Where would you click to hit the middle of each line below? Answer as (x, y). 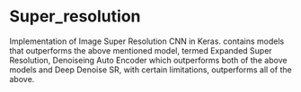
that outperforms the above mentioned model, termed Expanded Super (141, 50)
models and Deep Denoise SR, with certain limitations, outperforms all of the (150, 70)
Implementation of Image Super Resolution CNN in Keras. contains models (147, 41)
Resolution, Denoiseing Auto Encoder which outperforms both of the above (148, 60)
